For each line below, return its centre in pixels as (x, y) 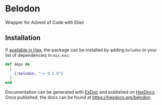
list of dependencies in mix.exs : (38, 55)
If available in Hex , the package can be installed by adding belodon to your (81, 50)
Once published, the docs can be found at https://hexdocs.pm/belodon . (79, 98)
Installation (23, 38)
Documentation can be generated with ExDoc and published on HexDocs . (81, 92)
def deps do (17, 64)
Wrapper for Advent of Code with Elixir (45, 22)
